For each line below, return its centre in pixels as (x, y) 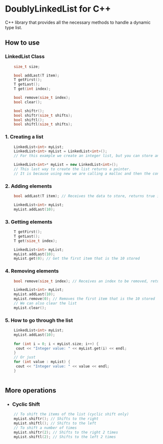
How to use (22, 43)
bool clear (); (28, 102)
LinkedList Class (25, 57)
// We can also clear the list (45, 303)
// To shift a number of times (45, 428)
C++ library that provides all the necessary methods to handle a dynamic (78, 22)
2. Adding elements (29, 186)
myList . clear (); (30, 308)
